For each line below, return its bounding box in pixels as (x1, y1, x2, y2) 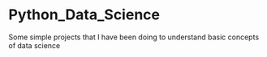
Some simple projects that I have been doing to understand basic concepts (8, 32, 260, 42)
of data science (8, 40, 61, 50)
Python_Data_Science (8, 6, 161, 24)
